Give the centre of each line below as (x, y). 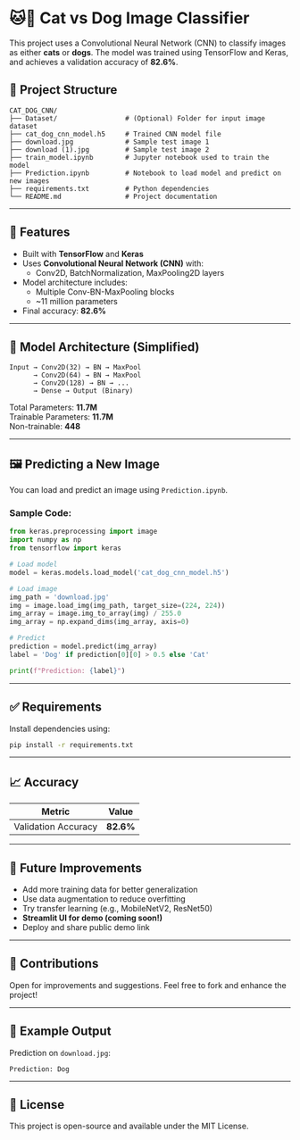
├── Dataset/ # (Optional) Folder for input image (137, 118)
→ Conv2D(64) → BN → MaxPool (87, 375)
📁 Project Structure (63, 90)
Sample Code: (41, 513)
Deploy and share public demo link (86, 928)
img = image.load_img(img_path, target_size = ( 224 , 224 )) (117, 605)
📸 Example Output (60, 1032)
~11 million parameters (77, 301)
